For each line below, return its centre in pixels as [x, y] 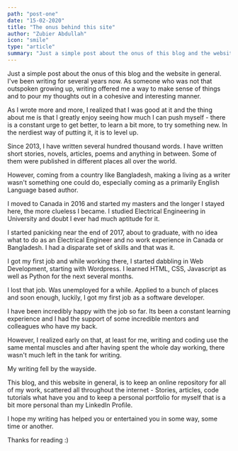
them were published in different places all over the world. [92, 161]
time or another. [30, 426]
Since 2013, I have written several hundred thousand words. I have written [115, 146]
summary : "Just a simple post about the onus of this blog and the [109, 54]
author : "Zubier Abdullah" [47, 34]
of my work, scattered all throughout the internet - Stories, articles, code [113, 389]
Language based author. [43, 190]
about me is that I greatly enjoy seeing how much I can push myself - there [117, 117]
